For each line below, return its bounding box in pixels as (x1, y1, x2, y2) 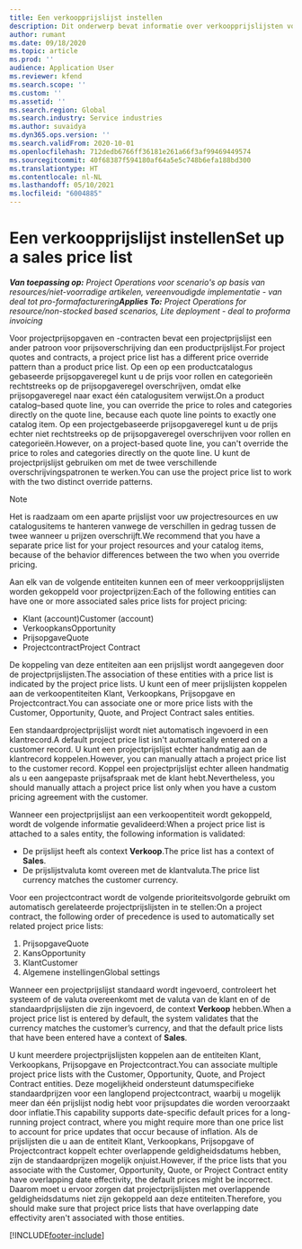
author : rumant (9, 30, 67, 39)
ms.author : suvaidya (9, 123, 87, 132)
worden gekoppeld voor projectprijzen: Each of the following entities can (9, 586, 277, 597)
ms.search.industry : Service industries (9, 114, 164, 123)
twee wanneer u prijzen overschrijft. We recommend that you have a (9, 530, 261, 541)
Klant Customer (22, 957, 78, 968)
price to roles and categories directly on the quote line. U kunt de (9, 447, 251, 458)
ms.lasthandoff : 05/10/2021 (9, 181, 115, 190)
